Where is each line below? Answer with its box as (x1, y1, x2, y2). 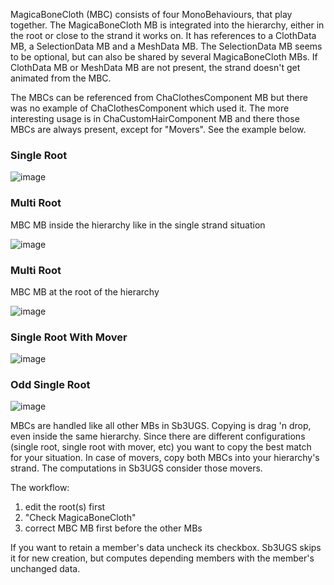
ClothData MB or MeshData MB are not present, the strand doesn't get (10, 62, 301, 73)
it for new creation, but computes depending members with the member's (10, 552, 315, 564)
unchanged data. (10, 563, 81, 575)
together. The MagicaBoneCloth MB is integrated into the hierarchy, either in (10, 19, 325, 31)
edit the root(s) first (24, 501, 106, 513)
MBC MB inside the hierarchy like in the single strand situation (10, 219, 266, 231)
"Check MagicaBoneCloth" (24, 512, 137, 524)
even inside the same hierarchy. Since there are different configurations (10, 430, 306, 443)
